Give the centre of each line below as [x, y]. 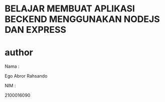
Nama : [12, 66]
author [19, 52]
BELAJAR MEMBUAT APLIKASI [70, 9]
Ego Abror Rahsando [26, 76]
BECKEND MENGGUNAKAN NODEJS [82, 19]
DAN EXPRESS [35, 30]
